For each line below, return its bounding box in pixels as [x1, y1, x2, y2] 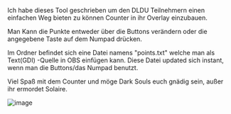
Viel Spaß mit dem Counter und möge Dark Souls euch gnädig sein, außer [7, 77, 224, 86]
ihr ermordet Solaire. [7, 85, 68, 93]
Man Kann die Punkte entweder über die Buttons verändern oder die [7, 28, 208, 35]
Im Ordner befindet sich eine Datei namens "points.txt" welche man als [7, 49, 215, 57]
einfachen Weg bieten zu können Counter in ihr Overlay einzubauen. [7, 13, 208, 22]
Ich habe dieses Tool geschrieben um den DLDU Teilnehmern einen [7, 6, 205, 14]
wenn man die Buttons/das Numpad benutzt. [7, 64, 139, 72]
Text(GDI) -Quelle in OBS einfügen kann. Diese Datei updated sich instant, [7, 56, 224, 64]
